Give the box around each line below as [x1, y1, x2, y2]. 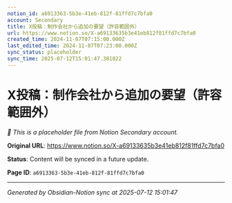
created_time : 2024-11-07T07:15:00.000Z [7, 36, 126, 43]
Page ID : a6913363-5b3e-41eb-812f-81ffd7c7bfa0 [7, 168, 145, 177]
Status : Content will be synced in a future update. [7, 155, 149, 163]
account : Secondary [7, 17, 64, 24]
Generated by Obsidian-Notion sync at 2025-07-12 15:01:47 [7, 188, 178, 196]
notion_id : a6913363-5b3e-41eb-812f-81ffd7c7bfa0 [7, 10, 153, 17]
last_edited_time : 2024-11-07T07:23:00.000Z [7, 42, 137, 49]
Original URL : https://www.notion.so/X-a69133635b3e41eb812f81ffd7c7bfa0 [7, 141, 225, 150]
